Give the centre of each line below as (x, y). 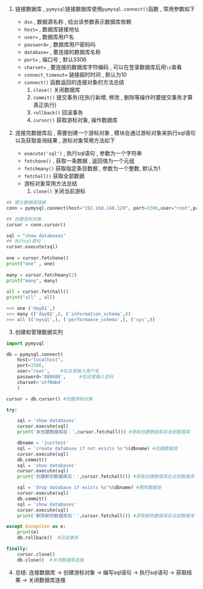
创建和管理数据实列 (39, 332)
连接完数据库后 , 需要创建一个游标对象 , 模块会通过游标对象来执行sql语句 (105, 133)
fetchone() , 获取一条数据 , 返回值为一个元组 (79, 161)
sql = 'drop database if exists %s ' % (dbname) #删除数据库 (89, 488)
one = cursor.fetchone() (37, 258)
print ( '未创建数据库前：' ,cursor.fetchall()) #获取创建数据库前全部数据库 (104, 432)
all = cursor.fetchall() (37, 292)
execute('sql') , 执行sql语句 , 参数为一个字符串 (83, 153)
